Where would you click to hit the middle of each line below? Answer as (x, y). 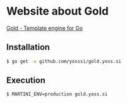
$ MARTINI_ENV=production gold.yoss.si (57, 94)
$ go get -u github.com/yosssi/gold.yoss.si (64, 61)
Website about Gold (57, 11)
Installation (28, 47)
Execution (26, 80)
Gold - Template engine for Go (45, 28)
